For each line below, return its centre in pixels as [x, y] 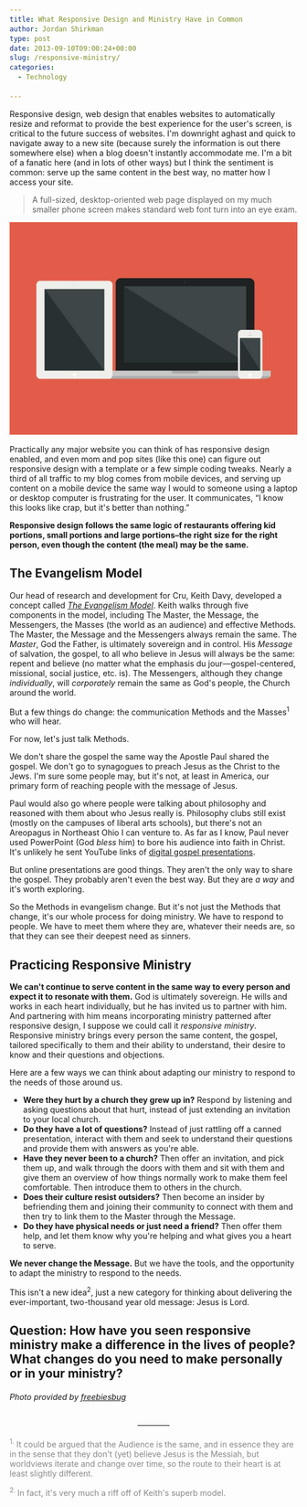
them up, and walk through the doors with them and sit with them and [153, 1168]
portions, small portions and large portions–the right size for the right [144, 535]
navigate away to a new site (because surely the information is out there [145, 143]
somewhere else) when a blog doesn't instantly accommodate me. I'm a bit [151, 153]
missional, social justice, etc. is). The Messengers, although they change [146, 673]
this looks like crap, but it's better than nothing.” [100, 507]
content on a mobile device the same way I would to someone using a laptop [153, 488]
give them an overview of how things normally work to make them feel [155, 1178]
